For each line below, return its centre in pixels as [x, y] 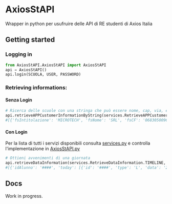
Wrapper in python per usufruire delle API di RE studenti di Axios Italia [79, 24]
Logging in [19, 54]
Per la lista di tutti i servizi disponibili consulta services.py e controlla [78, 143]
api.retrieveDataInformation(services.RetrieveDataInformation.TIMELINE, [86, 163]
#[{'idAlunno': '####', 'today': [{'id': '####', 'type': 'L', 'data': [83, 168]
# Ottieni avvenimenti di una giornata [48, 158]
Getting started [30, 40]
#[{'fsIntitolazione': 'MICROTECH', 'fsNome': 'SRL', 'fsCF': [73, 120]
